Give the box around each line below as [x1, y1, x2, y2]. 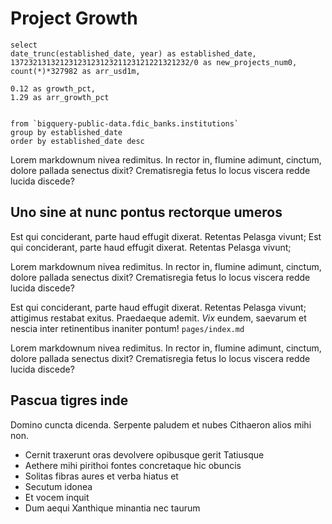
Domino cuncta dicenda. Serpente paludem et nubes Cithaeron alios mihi [10, 418, 312, 431]
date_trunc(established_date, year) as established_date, [10, 48, 257, 59]
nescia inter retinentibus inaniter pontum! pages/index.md [10, 322, 245, 334]
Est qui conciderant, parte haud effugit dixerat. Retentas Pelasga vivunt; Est [10, 230, 322, 242]
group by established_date [10, 127, 123, 137]
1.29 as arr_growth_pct [10, 92, 110, 102]
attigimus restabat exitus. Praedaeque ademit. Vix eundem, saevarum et [10, 312, 307, 324]
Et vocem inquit [24, 491, 90, 503]
